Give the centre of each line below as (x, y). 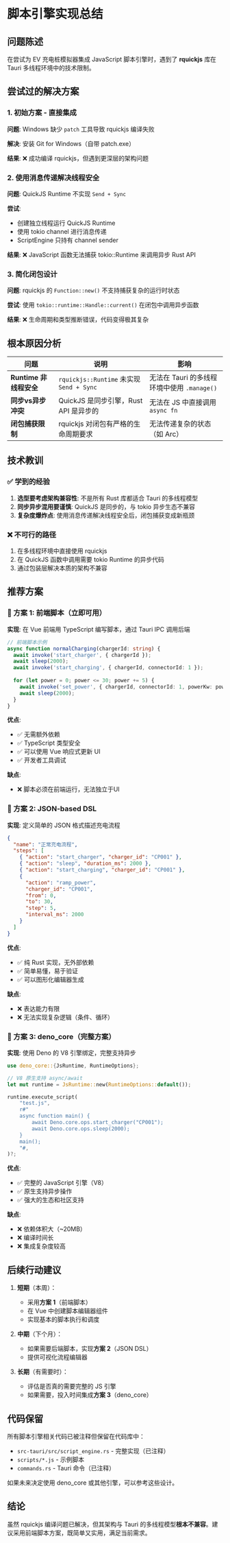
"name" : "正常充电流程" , (46, 844)
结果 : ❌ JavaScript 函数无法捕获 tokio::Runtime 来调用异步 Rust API (102, 254)
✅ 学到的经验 (28, 482)
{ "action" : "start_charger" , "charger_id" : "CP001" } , (101, 857)
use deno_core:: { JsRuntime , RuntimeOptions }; (73, 1066)
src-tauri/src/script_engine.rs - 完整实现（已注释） (93, 1450)
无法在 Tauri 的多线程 (183, 378)
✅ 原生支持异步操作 (44, 1191)
